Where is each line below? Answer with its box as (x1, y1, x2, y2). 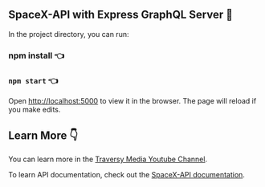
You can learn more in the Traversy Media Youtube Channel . (8, 154, 207, 164)
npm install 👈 (8, 50, 65, 61)
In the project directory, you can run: (8, 29, 129, 39)
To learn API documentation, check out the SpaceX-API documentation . (8, 169, 245, 179)
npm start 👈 (8, 75, 59, 86)
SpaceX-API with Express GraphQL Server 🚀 (8, 8, 233, 22)
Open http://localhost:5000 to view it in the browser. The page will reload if (8, 96, 257, 106)
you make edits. (8, 105, 61, 115)
